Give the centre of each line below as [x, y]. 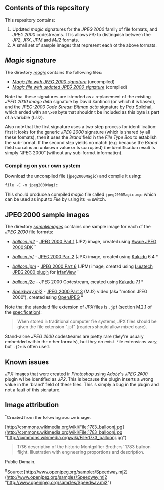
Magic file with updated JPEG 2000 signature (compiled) [70, 87]
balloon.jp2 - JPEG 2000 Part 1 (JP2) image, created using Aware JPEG [84, 241]
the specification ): [23, 312]
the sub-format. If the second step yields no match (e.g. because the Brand [81, 142]
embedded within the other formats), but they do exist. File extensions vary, [82, 341]
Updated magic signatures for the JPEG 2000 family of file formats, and [85, 29]
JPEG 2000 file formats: [29, 232]
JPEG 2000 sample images [47, 215]
